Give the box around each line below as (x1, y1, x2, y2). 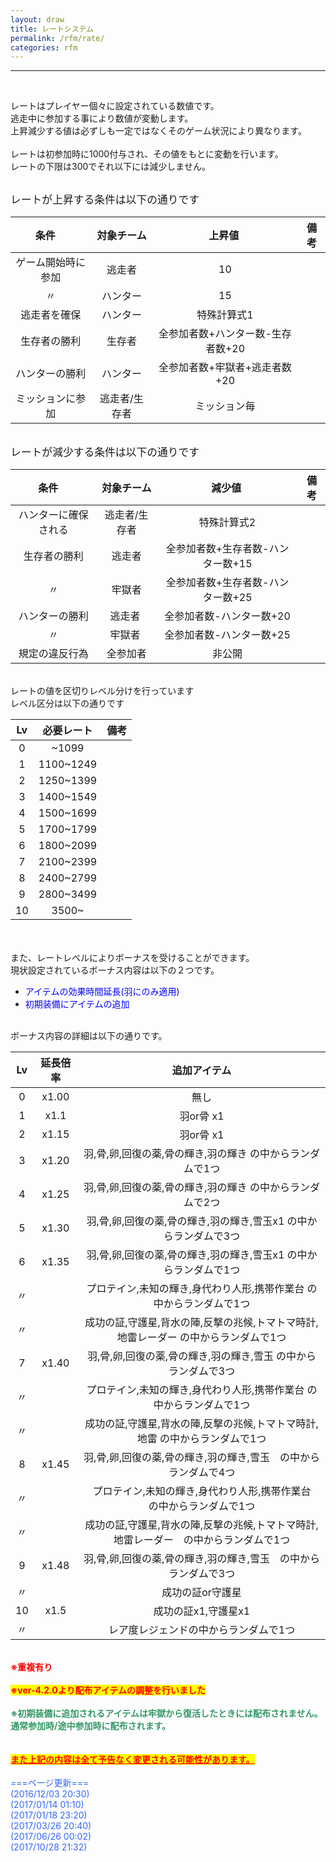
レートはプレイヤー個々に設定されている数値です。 (10, 100, 220, 112)
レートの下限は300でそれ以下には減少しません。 (10, 161, 211, 173)
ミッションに (15, 392, 77, 406)
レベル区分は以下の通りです (10, 697, 125, 710)
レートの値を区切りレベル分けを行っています (10, 685, 195, 697)
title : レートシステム (10, 24, 95, 34)
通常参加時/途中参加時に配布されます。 (10, 1720, 172, 1732)
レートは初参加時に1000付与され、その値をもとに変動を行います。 (10, 148, 284, 160)
